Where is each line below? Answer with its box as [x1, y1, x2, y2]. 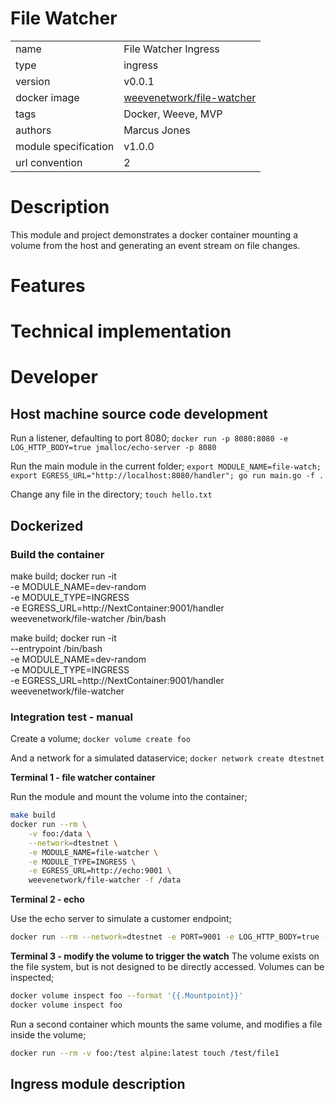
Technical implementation [10, 320, 232, 343]
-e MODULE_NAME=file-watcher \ [28, 847, 159, 857]
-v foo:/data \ [28, 828, 92, 839]
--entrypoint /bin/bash [10, 642, 103, 654]
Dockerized [10, 517, 84, 534]
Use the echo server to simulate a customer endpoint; [10, 913, 232, 925]
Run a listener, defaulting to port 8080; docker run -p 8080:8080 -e [10, 432, 289, 444]
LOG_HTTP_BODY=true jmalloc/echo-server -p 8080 [10, 443, 217, 453]
